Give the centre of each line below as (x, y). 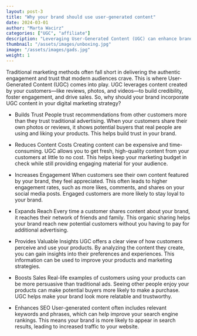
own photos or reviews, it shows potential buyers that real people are (98, 127)
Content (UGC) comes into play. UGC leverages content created (110, 84)
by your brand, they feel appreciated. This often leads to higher (91, 181)
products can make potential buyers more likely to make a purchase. (97, 290)
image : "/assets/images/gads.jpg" (48, 50)
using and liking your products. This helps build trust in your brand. (96, 133)
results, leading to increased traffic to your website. (77, 326)
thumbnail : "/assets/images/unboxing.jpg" (59, 45)
